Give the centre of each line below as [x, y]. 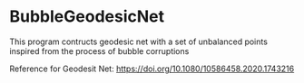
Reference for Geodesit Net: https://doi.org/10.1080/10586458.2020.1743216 [152, 69]
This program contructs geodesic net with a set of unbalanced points [138, 41]
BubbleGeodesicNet [87, 17]
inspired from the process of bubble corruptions [99, 51]
